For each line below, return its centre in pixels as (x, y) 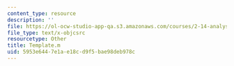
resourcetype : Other (37, 39)
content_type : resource (42, 13)
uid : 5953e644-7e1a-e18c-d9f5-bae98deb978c (71, 52)
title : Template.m (34, 45)
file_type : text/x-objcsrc (46, 33)
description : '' (31, 20)
